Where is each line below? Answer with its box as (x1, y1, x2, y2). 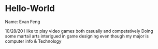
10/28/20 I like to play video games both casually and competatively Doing (5, 28, 154, 34)
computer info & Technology (5, 38, 62, 44)
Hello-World (5, 3, 55, 14)
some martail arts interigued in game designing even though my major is (5, 33, 149, 39)
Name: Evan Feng (5, 19, 40, 24)
